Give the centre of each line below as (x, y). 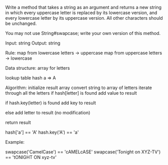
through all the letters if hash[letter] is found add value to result (71, 93)
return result (18, 122)
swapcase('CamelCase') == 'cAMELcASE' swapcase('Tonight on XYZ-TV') (83, 152)
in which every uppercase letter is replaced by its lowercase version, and (81, 13)
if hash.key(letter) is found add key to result (51, 103)
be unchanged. (21, 23)
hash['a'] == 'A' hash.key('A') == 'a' (42, 132)
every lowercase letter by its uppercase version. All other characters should (84, 18)
